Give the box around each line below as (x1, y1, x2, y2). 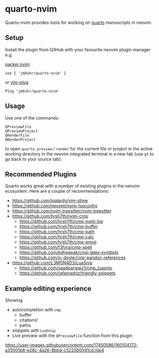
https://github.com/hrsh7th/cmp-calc (19, 234, 94, 240)
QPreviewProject (5, 128, 38, 134)
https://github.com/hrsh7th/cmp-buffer (19, 223, 98, 230)
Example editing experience (5, 284, 91, 293)
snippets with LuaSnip (12, 328, 56, 334)
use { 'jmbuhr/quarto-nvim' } (5, 71, 67, 76)
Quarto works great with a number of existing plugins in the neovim (5, 183, 140, 189)
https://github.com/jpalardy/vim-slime (12, 198, 88, 203)
